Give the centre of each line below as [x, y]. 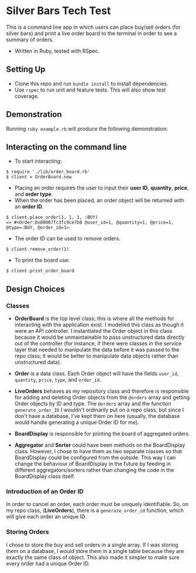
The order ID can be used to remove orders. [68, 238]
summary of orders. [30, 39]
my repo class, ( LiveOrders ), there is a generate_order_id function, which [95, 510]
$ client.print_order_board [40, 271]
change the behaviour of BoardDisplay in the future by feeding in [93, 464]
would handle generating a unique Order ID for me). [77, 422]
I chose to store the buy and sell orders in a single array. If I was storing [92, 545]
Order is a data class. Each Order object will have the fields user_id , [97, 373]
